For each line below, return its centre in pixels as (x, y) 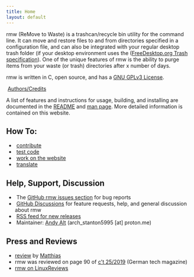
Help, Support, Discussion (55, 183)
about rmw (28, 210)
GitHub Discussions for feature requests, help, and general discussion (102, 204)
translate (27, 164)
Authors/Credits (27, 88)
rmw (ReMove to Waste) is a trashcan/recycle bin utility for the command (95, 34)
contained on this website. (38, 113)
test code (28, 152)
